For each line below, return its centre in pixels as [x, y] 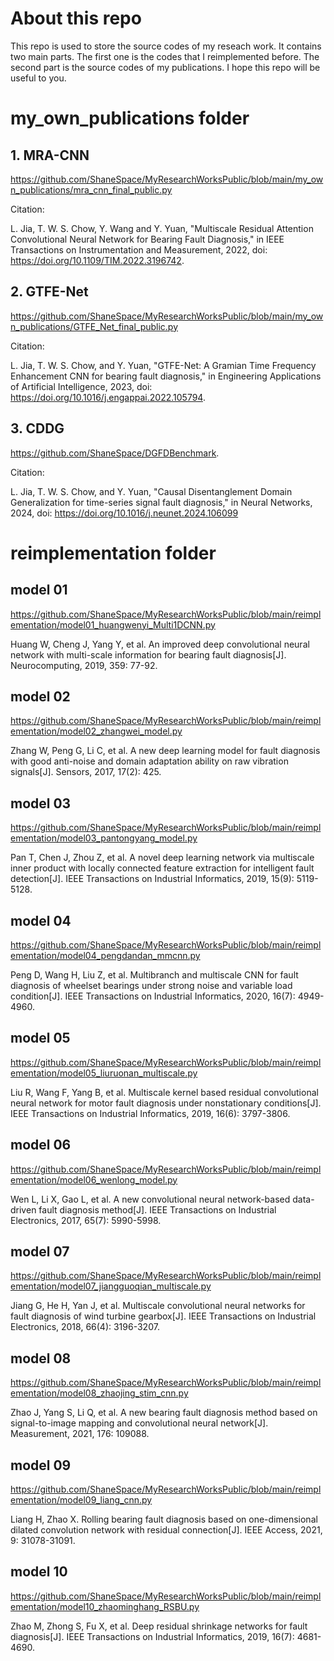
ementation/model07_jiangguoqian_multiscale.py [111, 1286]
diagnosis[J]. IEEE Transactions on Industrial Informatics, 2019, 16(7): [152, 1636]
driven [23, 1209]
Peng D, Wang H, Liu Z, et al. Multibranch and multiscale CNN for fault [154, 975]
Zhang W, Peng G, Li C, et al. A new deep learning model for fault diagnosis [165, 751]
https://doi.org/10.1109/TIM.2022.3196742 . [97, 260]
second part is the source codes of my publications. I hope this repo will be [165, 67]
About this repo [76, 18]
